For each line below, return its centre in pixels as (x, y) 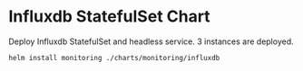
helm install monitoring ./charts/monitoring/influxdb (114, 58)
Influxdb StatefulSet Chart (109, 17)
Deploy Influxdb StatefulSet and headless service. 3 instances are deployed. (151, 41)
